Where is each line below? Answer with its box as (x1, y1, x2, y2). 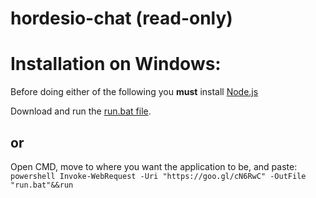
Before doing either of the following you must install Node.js (10, 86, 259, 98)
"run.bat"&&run (10, 180, 74, 190)
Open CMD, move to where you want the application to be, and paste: (10, 160, 298, 172)
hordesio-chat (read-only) (10, 7, 233, 30)
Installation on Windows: (10, 53, 222, 76)
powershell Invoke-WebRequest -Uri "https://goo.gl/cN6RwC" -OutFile (10, 171, 307, 181)
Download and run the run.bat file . (10, 105, 152, 117)
